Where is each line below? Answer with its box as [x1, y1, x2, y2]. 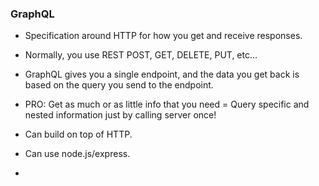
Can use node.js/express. [24, 148, 131, 160]
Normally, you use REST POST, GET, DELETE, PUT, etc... [24, 49, 258, 61]
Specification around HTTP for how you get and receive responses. [24, 30, 303, 42]
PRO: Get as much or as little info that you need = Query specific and [24, 98, 310, 111]
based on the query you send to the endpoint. [24, 79, 214, 91]
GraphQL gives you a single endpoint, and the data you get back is [24, 68, 300, 81]
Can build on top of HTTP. [24, 128, 133, 141]
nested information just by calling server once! [24, 109, 217, 121]
